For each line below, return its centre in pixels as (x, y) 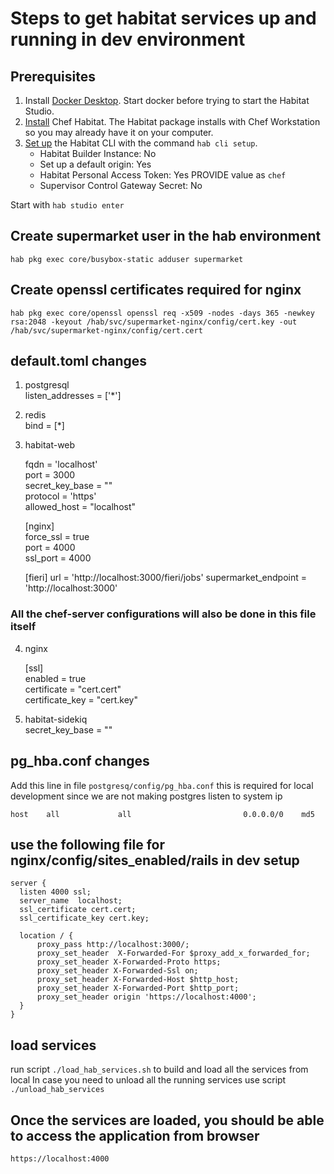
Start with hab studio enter (67, 205)
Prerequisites (53, 76)
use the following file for (87, 844)
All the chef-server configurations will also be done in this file (163, 614)
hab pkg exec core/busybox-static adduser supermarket (127, 259)
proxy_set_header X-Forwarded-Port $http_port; (138, 988)
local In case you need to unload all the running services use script (148, 1080)
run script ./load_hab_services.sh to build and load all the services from (159, 1069)
